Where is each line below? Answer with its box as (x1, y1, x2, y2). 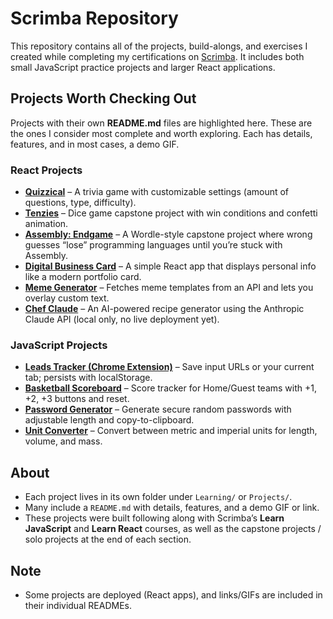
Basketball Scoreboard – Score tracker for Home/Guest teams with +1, (24, 382, 317, 394)
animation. (24, 218, 69, 230)
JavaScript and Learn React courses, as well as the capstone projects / (24, 523, 322, 535)
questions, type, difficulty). (24, 197, 137, 209)
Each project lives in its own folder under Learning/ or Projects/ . (24, 491, 293, 503)
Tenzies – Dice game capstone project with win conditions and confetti (24, 207, 318, 219)
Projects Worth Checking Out (10, 90, 197, 107)
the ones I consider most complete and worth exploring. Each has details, (10, 127, 313, 139)
